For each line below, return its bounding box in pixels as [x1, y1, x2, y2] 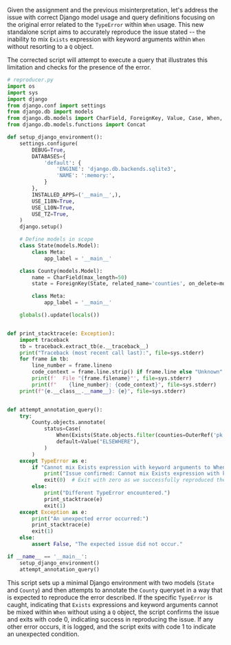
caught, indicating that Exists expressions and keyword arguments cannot [7, 600, 219, 608]
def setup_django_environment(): [7, 134, 103, 141]
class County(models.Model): [19, 267, 103, 274]
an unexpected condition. [7, 630, 80, 638]
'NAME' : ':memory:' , [56, 172, 115, 179]
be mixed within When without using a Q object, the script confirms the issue [7, 608, 220, 616]
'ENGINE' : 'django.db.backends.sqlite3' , [56, 165, 177, 173]
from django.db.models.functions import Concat [7, 121, 146, 128]
